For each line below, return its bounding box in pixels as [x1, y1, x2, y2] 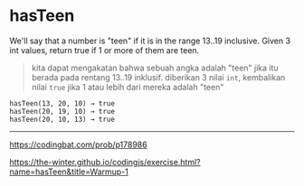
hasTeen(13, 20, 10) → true [9, 98, 116, 108]
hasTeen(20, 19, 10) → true [9, 107, 116, 116]
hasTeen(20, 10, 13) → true [9, 115, 116, 124]
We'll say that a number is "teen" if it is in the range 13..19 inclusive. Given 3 [9, 35, 291, 46]
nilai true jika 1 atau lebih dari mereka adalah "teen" [31, 81, 224, 92]
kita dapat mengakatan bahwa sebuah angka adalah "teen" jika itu [31, 62, 279, 73]
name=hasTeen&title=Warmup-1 [9, 166, 129, 177]
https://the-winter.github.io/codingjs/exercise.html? [9, 156, 201, 167]
